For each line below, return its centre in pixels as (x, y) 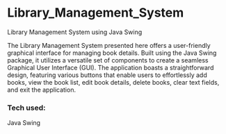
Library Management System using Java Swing (75, 32)
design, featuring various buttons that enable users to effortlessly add (107, 75)
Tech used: (26, 108)
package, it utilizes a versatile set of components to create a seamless (108, 60)
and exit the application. (42, 90)
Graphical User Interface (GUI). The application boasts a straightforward (111, 67)
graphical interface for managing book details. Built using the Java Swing (112, 53)
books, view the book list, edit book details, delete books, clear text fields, (113, 82)
